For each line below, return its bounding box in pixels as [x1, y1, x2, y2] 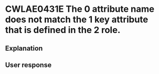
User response [5, 61, 52, 69]
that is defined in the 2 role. [5, 25, 121, 36]
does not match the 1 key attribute [5, 14, 148, 25]
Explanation [5, 44, 43, 52]
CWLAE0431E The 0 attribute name [5, 3, 155, 15]
